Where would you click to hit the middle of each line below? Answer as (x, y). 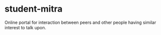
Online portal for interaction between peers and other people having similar (80, 22)
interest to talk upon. (25, 27)
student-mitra (34, 9)
